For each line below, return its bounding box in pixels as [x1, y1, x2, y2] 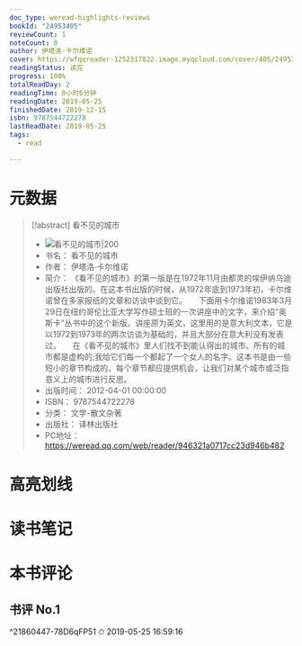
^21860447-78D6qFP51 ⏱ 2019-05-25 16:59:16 [9, 626, 183, 637]
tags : [9, 130, 30, 139]
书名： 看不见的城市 [44, 249, 119, 261]
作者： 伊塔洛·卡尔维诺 [44, 261, 129, 272]
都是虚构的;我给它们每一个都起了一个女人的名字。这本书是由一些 [52, 351, 292, 362]
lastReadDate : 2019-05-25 [9, 122, 106, 131]
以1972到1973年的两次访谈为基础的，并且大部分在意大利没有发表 [44, 328, 285, 339]
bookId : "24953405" [9, 22, 83, 31]
